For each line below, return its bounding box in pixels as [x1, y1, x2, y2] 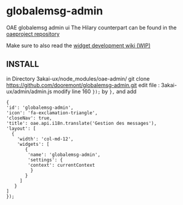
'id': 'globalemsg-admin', [6, 105, 74, 111]
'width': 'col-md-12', [17, 136, 74, 142]
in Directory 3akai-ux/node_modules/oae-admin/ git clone [6, 75, 150, 82]
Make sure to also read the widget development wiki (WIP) [6, 42, 151, 49]
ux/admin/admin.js [6, 88, 52, 95]
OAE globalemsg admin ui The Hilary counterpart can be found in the [6, 24, 177, 31]
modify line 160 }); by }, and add [53, 88, 137, 95]
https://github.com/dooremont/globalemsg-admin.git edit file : [6, 81, 160, 88]
